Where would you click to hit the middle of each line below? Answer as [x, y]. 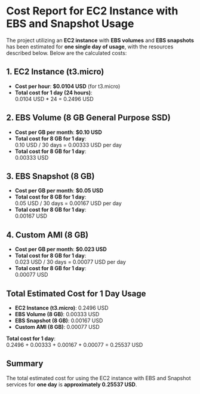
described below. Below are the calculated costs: [67, 53]
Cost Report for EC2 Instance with [92, 11]
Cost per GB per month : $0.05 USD [59, 191]
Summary [25, 364]
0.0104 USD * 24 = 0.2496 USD [54, 99]
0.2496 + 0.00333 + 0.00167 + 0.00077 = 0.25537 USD [75, 345]
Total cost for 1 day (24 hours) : [53, 92]
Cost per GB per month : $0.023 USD [61, 249]
